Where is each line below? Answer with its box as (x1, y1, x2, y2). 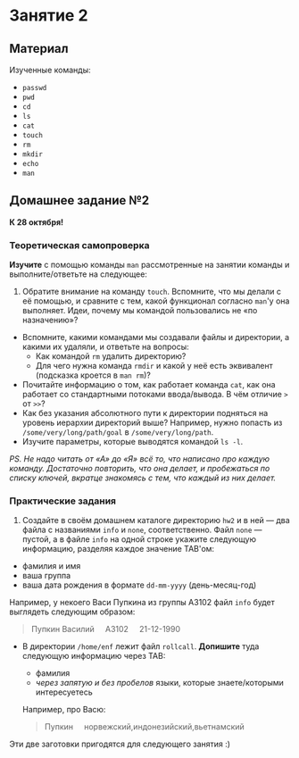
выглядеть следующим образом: (9, 606, 136, 617)
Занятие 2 (9, 5, 88, 26)
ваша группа (21, 571, 71, 581)
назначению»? (21, 314, 79, 326)
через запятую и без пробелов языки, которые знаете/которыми (35, 678, 284, 688)
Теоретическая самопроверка (9, 238, 150, 251)
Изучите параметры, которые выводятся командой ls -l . (21, 437, 244, 447)
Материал (9, 41, 69, 56)
